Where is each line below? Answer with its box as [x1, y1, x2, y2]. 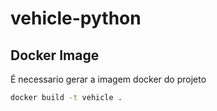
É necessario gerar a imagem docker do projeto [10, 73, 207, 85]
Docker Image [10, 47, 100, 64]
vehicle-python [10, 7, 142, 30]
